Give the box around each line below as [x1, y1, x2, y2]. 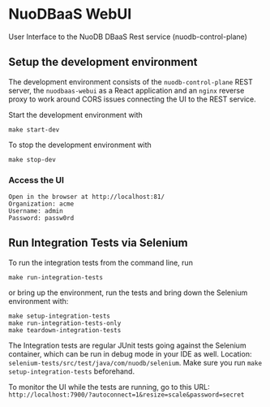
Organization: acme [8, 200, 75, 208]
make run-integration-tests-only [8, 318, 122, 327]
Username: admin [8, 207, 63, 215]
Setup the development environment [8, 55, 198, 69]
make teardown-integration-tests [8, 326, 122, 334]
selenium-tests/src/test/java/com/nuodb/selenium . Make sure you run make [8, 357, 262, 367]
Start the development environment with [8, 110, 144, 119]
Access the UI [8, 174, 65, 185]
